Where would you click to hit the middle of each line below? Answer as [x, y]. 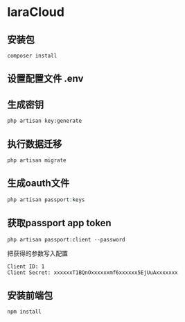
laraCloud [36, 12]
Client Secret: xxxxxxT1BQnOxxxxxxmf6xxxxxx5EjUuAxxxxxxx [92, 272]
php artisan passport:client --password [67, 239]
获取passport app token [60, 223]
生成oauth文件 [38, 184]
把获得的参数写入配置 [37, 253]
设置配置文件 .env [45, 79]
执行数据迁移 [35, 144]
